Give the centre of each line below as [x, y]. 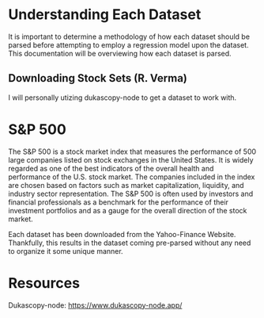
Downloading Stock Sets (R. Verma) [98, 78]
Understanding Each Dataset [105, 15]
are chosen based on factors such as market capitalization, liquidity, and [126, 185]
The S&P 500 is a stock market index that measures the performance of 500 [132, 151]
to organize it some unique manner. [66, 251]
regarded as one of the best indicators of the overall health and [111, 168]
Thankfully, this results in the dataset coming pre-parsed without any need [130, 243]
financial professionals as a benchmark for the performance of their [119, 202]
